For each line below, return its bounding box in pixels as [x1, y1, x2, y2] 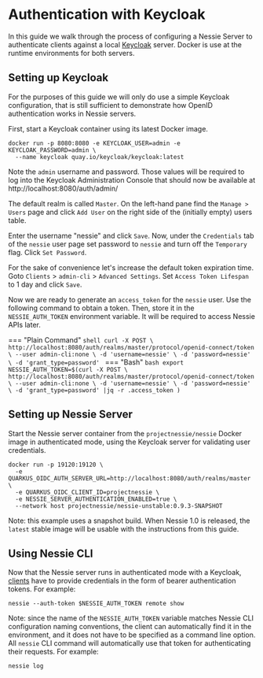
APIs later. [8, 320, 41, 329]
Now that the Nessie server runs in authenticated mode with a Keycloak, [8, 568, 242, 577]
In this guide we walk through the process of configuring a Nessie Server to [8, 31, 253, 41]
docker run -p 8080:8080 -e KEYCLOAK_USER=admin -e [8, 139, 181, 147]
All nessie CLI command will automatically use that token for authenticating [8, 639, 251, 648]
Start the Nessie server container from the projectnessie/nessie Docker [8, 428, 242, 438]
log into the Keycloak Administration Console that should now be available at [8, 175, 256, 184]
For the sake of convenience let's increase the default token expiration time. [8, 262, 254, 272]
